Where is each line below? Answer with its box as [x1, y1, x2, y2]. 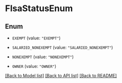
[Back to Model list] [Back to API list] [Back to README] [5, 73, 117, 78]
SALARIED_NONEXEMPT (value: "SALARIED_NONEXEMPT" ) [12, 45, 113, 50]
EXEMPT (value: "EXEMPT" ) [12, 35, 61, 41]
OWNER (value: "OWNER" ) [12, 64, 57, 69]
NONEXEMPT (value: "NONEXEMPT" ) [12, 54, 74, 60]
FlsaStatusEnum [5, 3, 73, 14]
